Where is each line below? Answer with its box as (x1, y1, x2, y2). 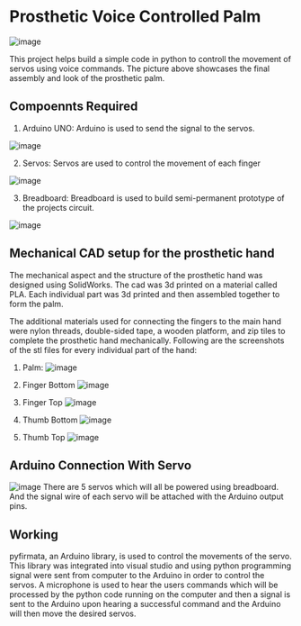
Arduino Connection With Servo (9, 458, 191, 473)
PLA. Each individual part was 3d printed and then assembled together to (9, 288, 280, 299)
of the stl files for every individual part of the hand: (9, 344, 198, 355)
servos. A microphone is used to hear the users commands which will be (9, 579, 279, 591)
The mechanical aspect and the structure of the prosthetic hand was (9, 269, 263, 280)
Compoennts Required (9, 99, 138, 114)
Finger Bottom (22, 379, 75, 390)
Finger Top (22, 396, 63, 407)
